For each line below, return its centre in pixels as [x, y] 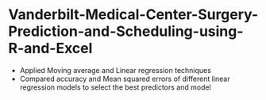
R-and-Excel [50, 48]
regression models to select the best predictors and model [116, 87]
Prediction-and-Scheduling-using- [126, 31]
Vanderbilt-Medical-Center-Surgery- [133, 15]
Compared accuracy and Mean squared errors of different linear [125, 79]
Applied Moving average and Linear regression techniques [116, 70]
